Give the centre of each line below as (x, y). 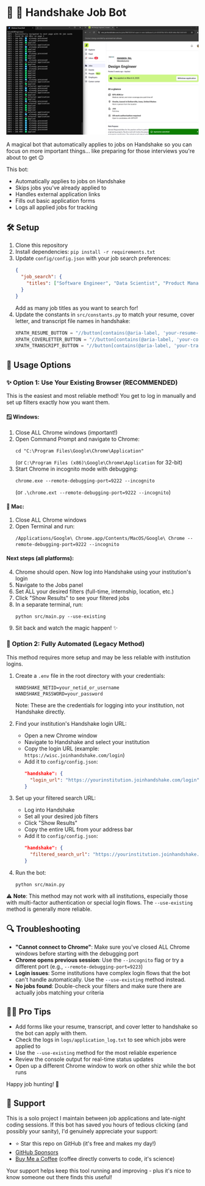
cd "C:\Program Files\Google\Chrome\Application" (80, 451)
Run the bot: (31, 873)
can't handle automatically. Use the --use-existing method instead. (100, 979)
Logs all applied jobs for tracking (56, 207)
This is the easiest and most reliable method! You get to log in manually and (101, 395)
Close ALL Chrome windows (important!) (66, 433)
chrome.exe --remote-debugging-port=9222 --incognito (85, 481)
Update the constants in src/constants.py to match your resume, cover (105, 314)
